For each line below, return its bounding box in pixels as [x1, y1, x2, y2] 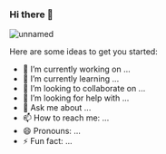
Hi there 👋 [9, 8, 54, 21]
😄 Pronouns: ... [22, 126, 82, 137]
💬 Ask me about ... [22, 102, 92, 113]
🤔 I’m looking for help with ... [22, 92, 130, 103]
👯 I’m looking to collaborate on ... [22, 83, 146, 94]
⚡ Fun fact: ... [22, 136, 73, 147]
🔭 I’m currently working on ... [22, 63, 131, 75]
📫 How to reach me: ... [22, 112, 110, 123]
